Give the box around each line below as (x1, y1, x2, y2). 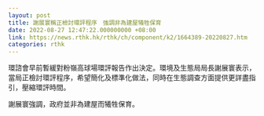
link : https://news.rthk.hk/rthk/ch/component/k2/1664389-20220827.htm (8, 33, 247, 42)
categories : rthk (8, 41, 65, 49)
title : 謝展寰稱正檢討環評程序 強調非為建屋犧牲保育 (8, 19, 162, 27)
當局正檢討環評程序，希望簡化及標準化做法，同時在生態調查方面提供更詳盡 (8, 73, 249, 82)
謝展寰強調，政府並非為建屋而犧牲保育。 (8, 100, 139, 109)
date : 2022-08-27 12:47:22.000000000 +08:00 (8, 26, 156, 34)
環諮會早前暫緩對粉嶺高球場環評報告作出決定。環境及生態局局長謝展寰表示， (8, 63, 256, 73)
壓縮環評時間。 (21, 83, 71, 92)
